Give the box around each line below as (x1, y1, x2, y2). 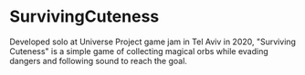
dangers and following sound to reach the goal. (9, 55, 187, 66)
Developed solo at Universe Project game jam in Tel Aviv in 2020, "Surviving (9, 36, 297, 47)
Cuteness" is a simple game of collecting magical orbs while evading (9, 45, 269, 56)
